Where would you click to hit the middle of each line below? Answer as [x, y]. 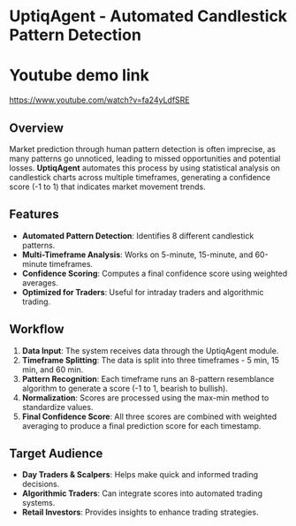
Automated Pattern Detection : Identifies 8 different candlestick [138, 235]
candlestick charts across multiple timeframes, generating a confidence [140, 177]
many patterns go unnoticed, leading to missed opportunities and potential [145, 158]
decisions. [41, 484]
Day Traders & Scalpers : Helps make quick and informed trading [140, 475]
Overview [37, 128]
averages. [40, 282]
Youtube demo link [80, 76]
